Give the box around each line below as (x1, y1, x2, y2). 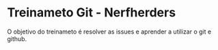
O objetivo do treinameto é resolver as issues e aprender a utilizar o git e (7, 27, 212, 36)
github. (7, 34, 27, 42)
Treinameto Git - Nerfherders (7, 5, 176, 21)
